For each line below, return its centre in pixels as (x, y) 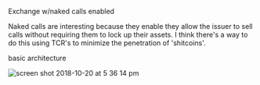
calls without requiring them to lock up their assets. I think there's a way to (128, 35)
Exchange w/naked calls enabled (61, 11)
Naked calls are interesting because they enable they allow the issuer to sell (130, 26)
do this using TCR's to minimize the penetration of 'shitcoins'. (107, 43)
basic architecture (37, 58)
